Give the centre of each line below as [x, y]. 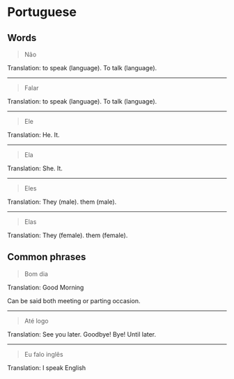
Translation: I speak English [47, 368]
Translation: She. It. [35, 168]
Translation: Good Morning [46, 287]
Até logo [36, 321]
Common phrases [47, 257]
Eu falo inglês [44, 354]
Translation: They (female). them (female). [68, 235]
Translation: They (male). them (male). [62, 202]
